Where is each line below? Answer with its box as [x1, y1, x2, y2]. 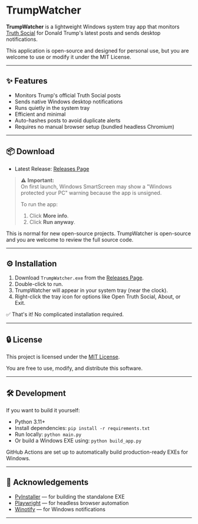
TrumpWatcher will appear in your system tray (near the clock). [14, 287, 168, 294]
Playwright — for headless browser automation [14, 499, 129, 506]
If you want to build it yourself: [6, 407, 80, 414]
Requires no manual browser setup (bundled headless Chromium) [14, 123, 175, 130]
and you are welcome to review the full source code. [6, 236, 134, 243]
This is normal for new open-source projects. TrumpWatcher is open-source [6, 230, 192, 237]
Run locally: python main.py [14, 431, 81, 438]
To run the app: [20, 200, 58, 207]
